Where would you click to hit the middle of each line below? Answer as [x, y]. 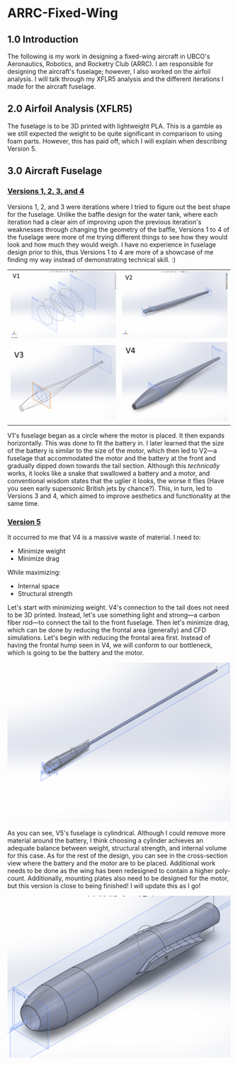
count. [17, 878]
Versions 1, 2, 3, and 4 [46, 191]
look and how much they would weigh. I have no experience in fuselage [112, 244]
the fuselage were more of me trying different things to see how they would [118, 237]
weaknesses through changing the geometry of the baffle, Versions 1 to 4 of [119, 229]
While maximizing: [34, 573]
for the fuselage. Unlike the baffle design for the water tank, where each [113, 214]
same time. [24, 503]
